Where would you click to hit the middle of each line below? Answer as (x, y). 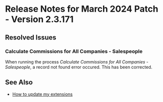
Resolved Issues (31, 37)
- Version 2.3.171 (39, 19)
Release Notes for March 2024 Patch (82, 9)
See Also (19, 82)
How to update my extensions (42, 94)
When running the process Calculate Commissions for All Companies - (77, 61)
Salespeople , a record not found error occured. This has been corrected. (79, 67)
